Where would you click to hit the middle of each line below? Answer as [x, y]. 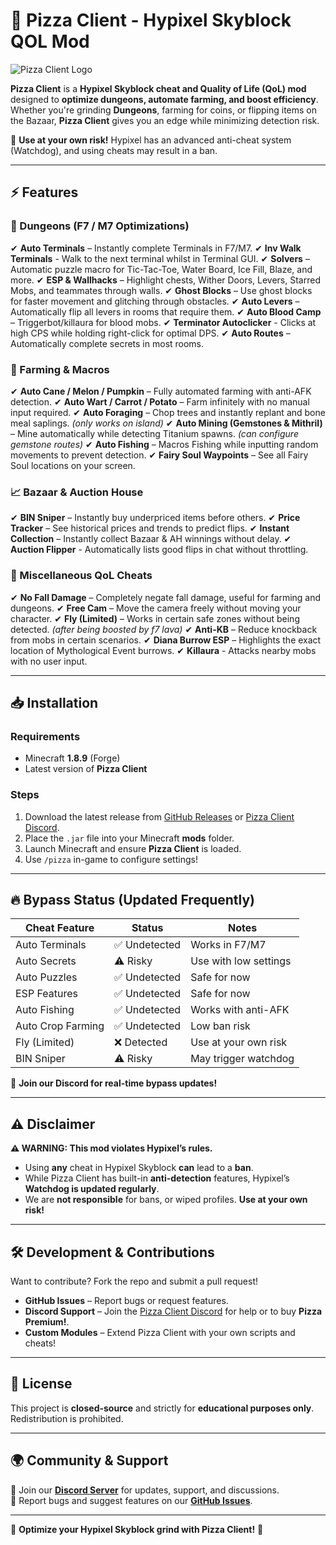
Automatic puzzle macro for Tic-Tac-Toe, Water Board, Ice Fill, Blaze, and [161, 269]
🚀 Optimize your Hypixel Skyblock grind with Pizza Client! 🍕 [137, 1529]
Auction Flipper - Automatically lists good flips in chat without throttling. [159, 550]
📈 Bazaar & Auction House [77, 492]
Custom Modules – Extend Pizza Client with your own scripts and [160, 1332]
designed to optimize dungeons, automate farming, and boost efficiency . [164, 99]
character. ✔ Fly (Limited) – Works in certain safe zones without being [155, 618]
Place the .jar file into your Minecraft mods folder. [129, 838]
